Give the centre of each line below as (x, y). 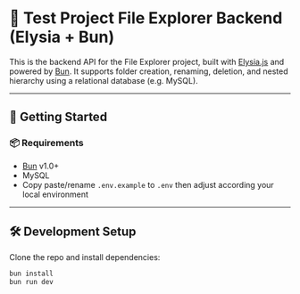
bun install (31, 274)
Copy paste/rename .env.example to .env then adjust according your (148, 184)
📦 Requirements (47, 143)
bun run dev (31, 282)
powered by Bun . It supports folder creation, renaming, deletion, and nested (149, 71)
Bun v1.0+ (41, 166)
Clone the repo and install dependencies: (85, 257)
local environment (55, 194)
